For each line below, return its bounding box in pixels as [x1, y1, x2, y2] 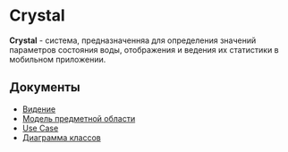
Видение [21, 104, 56, 114]
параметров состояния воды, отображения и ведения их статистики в [9, 44, 279, 55]
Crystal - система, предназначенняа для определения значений [9, 35, 257, 46]
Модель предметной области [21, 113, 136, 123]
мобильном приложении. [9, 54, 106, 64]
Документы [9, 80, 80, 95]
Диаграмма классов [21, 131, 101, 143]
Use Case [21, 122, 59, 133]
